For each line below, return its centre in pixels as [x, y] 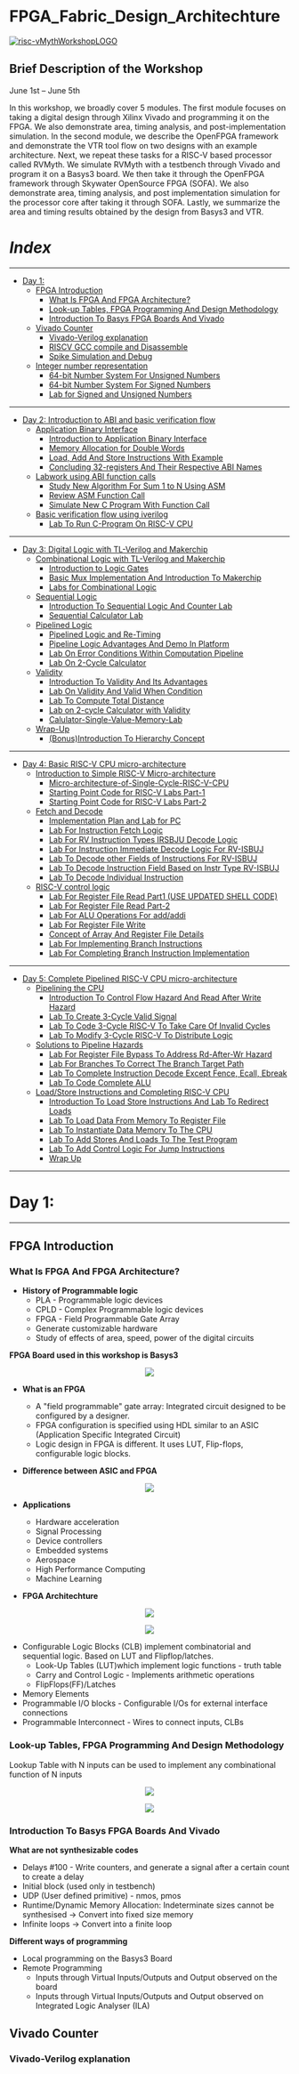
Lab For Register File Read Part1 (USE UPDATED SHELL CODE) [163, 896]
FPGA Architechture [60, 1596]
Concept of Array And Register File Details [126, 934]
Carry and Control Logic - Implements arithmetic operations [145, 1675]
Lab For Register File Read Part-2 [109, 906]
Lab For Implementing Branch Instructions [125, 943]
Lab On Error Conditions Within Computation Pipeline [146, 653]
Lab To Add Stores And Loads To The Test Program [143, 1139]
